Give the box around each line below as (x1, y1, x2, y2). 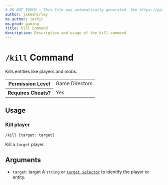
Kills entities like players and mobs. (5, 68, 77, 74)
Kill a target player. (5, 141, 45, 147)
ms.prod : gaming (5, 21, 39, 26)
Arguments (5, 156, 41, 165)
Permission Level (8, 80, 50, 87)
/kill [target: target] (5, 133, 55, 138)
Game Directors (55, 80, 92, 87)
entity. (12, 174, 26, 180)
